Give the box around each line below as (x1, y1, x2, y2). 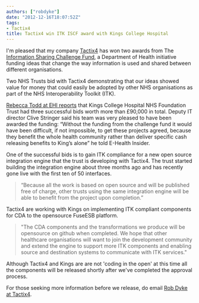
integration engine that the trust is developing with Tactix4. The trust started (6, 157, 192, 165)
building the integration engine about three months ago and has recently (6, 164, 184, 171)
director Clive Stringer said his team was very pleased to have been (6, 114, 172, 122)
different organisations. (6, 66, 64, 73)
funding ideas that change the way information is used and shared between (6, 60, 191, 67)
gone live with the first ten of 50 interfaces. (6, 170, 112, 177)
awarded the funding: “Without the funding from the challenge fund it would (6, 121, 192, 128)
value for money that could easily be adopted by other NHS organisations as (6, 84, 193, 91)
